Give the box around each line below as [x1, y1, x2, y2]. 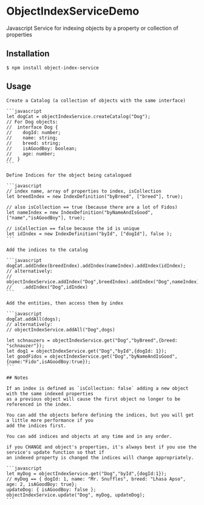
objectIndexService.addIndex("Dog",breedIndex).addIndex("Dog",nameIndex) [6, 278, 200, 284]
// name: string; [6, 135, 59, 141]
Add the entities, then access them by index [6, 300, 123, 306]
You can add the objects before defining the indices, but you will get [6, 412, 194, 418]
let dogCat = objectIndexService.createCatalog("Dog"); [6, 113, 151, 119]
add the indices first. [6, 422, 67, 429]
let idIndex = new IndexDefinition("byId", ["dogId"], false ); [6, 230, 172, 237]
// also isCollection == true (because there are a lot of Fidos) [6, 204, 178, 210]
